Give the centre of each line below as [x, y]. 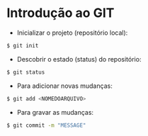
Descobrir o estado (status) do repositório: [79, 59]
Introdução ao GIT [61, 13]
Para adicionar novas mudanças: [64, 86]
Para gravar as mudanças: [55, 112]
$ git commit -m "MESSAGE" [46, 125]
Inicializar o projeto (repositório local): [72, 33]
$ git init [23, 45]
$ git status [26, 72]
